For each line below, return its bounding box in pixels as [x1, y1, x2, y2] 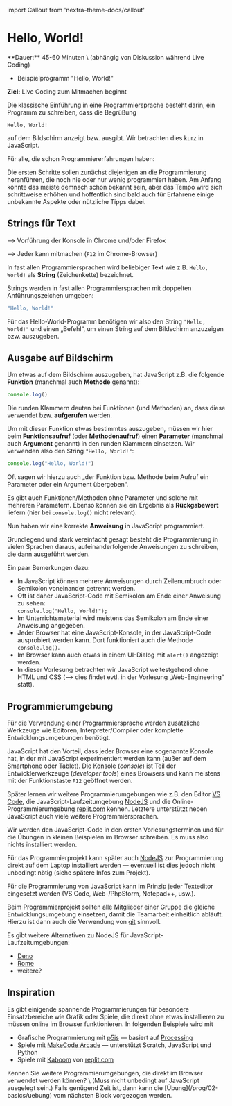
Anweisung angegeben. [17, 621, 85, 630]
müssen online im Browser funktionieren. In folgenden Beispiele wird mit [7, 1020, 213, 1028]
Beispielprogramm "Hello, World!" [17, 74, 114, 82]
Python [17, 1048, 38, 1056]
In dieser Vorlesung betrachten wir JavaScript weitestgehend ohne [17, 666, 208, 674]
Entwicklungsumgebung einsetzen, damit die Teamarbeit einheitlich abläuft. [7, 910, 224, 919]
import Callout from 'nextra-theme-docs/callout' [7, 6, 145, 14]
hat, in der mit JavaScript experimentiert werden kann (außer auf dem [7, 755, 206, 762]
